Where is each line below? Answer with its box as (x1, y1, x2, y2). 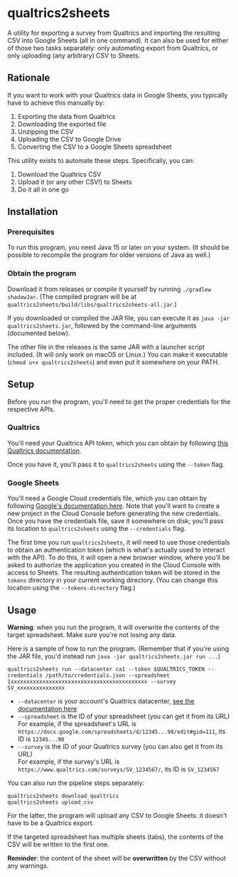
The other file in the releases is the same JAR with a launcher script (7, 342, 205, 351)
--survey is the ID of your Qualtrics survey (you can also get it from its (17, 742, 223, 750)
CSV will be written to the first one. (7, 840, 110, 849)
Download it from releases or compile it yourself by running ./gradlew (7, 285, 212, 293)
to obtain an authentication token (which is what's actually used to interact (7, 546, 225, 555)
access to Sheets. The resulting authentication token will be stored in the (7, 568, 220, 577)
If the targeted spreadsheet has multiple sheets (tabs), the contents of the (7, 832, 224, 841)
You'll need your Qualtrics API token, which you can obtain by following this (7, 438, 229, 447)
